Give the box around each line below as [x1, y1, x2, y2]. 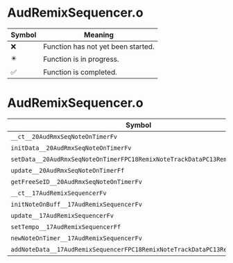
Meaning [84, 30, 114, 40]
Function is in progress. [42, 54, 119, 64]
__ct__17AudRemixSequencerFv [10, 189, 107, 197]
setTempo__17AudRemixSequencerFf [10, 223, 121, 230]
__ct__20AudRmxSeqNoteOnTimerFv [10, 133, 118, 140]
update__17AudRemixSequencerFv [10, 212, 114, 219]
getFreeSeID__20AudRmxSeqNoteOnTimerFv [10, 178, 142, 185]
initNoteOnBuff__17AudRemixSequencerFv [10, 200, 142, 208]
